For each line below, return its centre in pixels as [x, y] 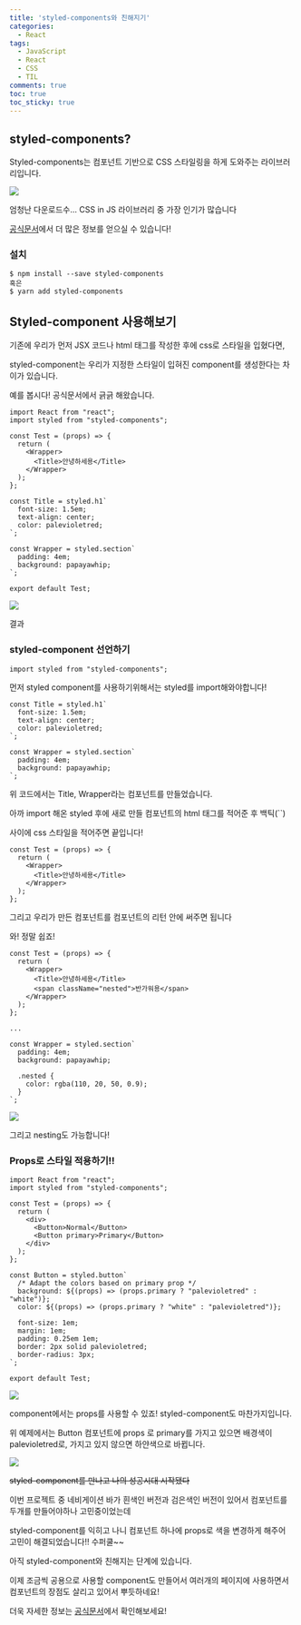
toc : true [28, 94]
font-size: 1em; [48, 1323]
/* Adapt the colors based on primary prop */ [107, 1283]
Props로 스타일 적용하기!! [62, 1160]
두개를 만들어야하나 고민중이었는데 [70, 1511]
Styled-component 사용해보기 [93, 322]
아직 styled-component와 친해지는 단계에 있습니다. [101, 1561]
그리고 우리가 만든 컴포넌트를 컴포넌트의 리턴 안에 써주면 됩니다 [121, 917]
